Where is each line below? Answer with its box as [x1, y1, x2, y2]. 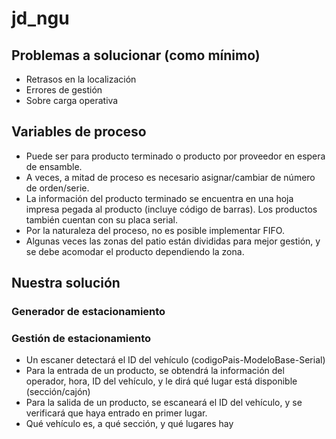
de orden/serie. [25, 182, 90, 194]
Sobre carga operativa [25, 95, 119, 106]
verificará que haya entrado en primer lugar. [25, 407, 208, 419]
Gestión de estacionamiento [11, 332, 152, 346]
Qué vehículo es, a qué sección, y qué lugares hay [25, 418, 234, 430]
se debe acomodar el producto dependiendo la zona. [25, 245, 245, 257]
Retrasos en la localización [25, 73, 137, 85]
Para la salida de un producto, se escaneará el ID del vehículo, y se [25, 397, 303, 409]
